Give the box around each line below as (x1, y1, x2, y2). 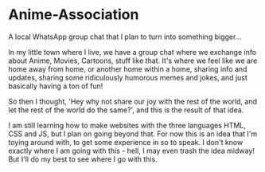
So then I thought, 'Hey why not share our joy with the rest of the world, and (8, 96, 257, 106)
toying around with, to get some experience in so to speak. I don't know (8, 137, 244, 147)
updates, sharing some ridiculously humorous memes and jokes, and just (8, 72, 248, 82)
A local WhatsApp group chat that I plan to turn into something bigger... (8, 32, 242, 41)
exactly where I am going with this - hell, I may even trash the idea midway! (8, 146, 255, 155)
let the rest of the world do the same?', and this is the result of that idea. (8, 105, 244, 115)
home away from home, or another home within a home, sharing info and (8, 64, 247, 73)
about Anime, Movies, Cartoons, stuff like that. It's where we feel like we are (8, 56, 258, 65)
